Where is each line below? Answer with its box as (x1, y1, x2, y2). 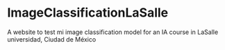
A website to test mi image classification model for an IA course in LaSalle (7, 28, 219, 36)
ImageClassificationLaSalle (7, 5, 169, 21)
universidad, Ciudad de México (7, 35, 97, 43)
